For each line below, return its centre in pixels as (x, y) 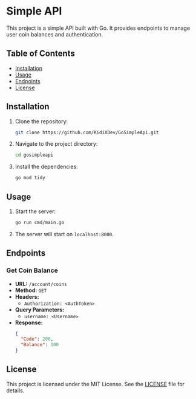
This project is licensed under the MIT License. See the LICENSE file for (96, 384)
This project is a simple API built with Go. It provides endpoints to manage (98, 28)
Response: (29, 322)
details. (15, 390)
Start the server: (35, 211)
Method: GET (31, 290)
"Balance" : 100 (40, 345)
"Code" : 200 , (37, 339)
